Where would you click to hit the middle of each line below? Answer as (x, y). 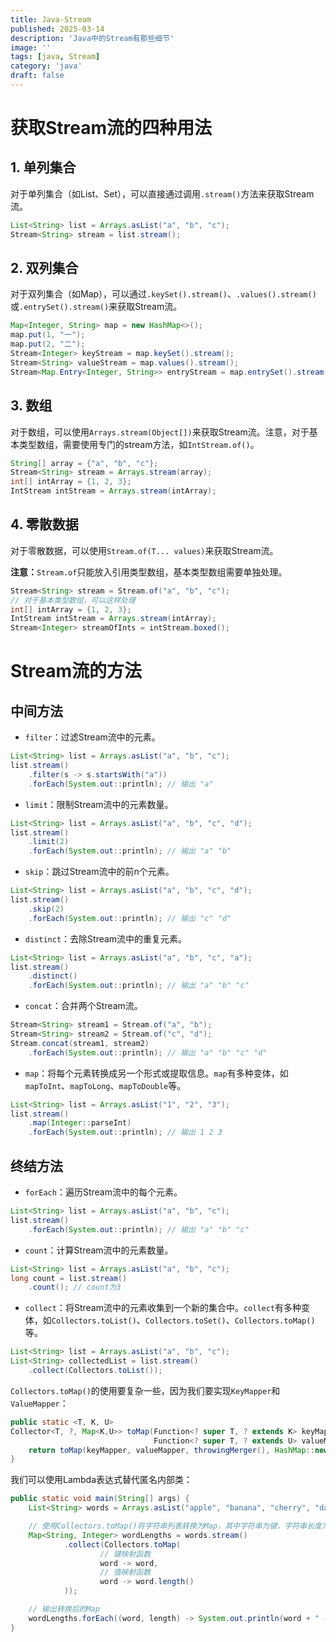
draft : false (37, 76)
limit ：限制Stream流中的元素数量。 (99, 804)
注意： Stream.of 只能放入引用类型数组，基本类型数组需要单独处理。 (149, 572)
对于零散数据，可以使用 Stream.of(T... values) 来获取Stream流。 (144, 550)
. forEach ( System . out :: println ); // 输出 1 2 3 (125, 1132)
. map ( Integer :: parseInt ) (80, 1123)
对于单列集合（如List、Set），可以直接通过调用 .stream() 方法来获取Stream (162, 193)
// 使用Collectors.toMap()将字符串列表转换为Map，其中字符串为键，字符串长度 (175, 1526)
